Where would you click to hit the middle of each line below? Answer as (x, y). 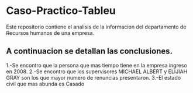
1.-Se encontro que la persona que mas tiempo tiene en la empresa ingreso (96, 65)
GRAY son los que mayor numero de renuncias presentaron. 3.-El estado (94, 77)
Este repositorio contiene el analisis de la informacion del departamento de (96, 27)
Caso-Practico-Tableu (61, 11)
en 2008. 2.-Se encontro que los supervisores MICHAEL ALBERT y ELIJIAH (97, 71)
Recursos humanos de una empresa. (50, 33)
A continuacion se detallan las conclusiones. (89, 51)
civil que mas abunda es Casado (45, 84)
